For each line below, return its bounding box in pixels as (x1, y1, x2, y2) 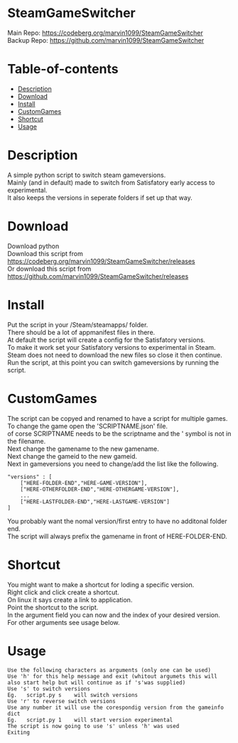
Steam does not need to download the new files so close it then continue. (7, 351, 222, 359)
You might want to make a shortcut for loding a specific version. (7, 580, 195, 589)
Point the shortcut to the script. (7, 603, 99, 611)
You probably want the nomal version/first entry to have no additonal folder (7, 517, 227, 525)
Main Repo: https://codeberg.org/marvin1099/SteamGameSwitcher (7, 28, 204, 37)
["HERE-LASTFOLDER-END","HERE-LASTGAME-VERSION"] (20, 498, 171, 506)
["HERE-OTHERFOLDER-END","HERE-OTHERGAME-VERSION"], (20, 486, 180, 493)
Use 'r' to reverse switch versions (7, 697, 116, 705)
